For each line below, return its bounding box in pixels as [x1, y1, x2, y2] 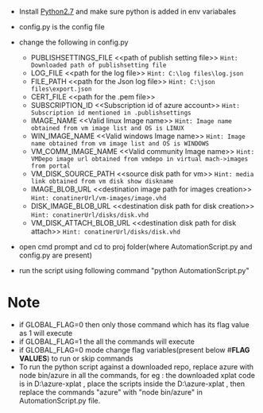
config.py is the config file [18, 22, 105, 31]
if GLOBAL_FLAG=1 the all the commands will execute [18, 337, 195, 346]
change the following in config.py [18, 37, 129, 47]
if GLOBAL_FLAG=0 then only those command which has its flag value [18, 319, 249, 329]
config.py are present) [18, 250, 93, 260]
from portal [30, 162, 71, 170]
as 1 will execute [18, 328, 73, 338]
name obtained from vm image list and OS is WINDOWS [30, 140, 210, 148]
